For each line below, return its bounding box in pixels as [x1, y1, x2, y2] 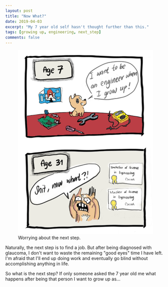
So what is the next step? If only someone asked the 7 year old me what [5, 270, 156, 276]
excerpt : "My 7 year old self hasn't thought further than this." [5, 24, 149, 29]
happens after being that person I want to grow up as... [5, 276, 121, 282]
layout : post [5, 8, 33, 13]
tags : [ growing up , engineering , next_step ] [5, 29, 101, 35]
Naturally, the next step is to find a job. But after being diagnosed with [5, 244, 152, 250]
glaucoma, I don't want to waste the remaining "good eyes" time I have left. [5, 249, 163, 256]
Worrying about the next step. [18, 234, 81, 241]
